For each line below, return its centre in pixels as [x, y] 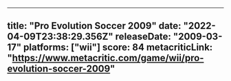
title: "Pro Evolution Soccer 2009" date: [94, 26]
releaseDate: [143, 37]
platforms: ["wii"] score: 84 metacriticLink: [118, 48]
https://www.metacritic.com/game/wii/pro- [108, 58]
